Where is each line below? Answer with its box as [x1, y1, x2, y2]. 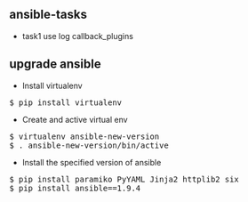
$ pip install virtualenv [9, 97, 123, 108]
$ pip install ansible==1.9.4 [9, 182, 141, 193]
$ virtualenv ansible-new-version [9, 131, 160, 141]
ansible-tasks [9, 7, 87, 22]
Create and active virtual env [21, 114, 128, 125]
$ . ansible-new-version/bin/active [9, 140, 169, 150]
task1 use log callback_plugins [21, 30, 133, 41]
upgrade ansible [9, 57, 101, 72]
